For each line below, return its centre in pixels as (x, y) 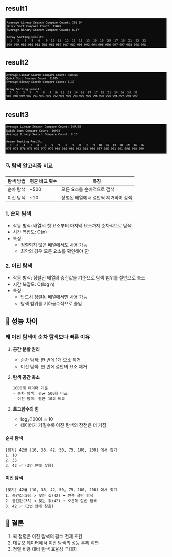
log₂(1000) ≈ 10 (37, 419)
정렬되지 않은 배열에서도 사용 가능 (54, 245)
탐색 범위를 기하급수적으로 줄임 (51, 304)
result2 (17, 62)
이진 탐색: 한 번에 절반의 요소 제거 (54, 367)
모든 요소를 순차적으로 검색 (88, 189)
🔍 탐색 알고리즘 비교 (29, 166)
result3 (17, 114)
